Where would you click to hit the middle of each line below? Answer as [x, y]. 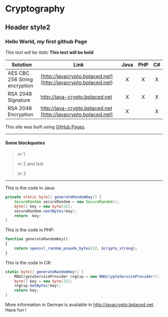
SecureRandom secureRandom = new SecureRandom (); [67, 202]
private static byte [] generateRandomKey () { [53, 197]
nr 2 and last [30, 164]
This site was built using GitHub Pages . [45, 127]
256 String [20, 79]
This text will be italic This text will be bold [49, 52]
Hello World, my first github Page [46, 42]
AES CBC [19, 73]
